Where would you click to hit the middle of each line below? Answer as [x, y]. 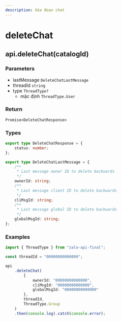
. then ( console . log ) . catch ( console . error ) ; [60, 313]
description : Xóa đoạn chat [35, 10]
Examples [18, 237]
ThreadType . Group [42, 304]
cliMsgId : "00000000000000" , [63, 285]
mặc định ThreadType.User [48, 96]
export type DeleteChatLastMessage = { [48, 162]
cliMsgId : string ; [34, 200]
